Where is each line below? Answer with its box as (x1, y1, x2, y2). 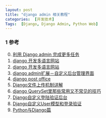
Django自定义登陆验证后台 (12, 94, 68, 100)
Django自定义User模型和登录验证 (12, 100, 82, 106)
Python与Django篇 (12, 106, 51, 113)
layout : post (5, 7, 33, 13)
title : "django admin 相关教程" (5, 12, 71, 17)
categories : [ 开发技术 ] (5, 17, 55, 22)
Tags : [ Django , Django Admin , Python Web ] (5, 21, 98, 27)
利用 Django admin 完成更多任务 (12, 51, 80, 57)
